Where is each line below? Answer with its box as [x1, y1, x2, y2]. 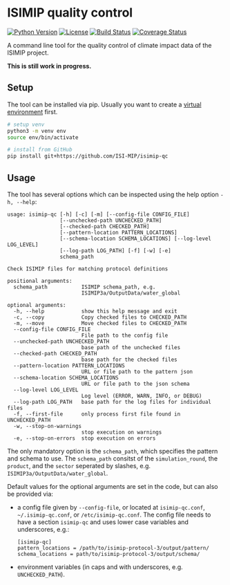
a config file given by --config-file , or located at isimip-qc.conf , [17, 503, 205, 511]
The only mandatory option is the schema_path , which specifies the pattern [7, 447, 218, 455]
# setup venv [7, 121, 45, 128]
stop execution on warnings [81, 429, 162, 436]
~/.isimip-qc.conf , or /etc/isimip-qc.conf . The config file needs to [17, 510, 211, 519]
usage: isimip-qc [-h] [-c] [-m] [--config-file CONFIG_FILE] [7, 211, 190, 218]
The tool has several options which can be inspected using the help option [7, 190, 219, 198]
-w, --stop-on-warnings [13, 423, 82, 429]
